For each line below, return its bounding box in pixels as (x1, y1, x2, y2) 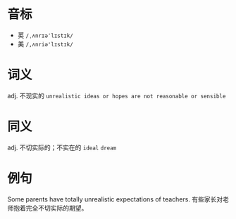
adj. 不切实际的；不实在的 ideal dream (7, 143, 117, 152)
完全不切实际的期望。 (25, 204, 88, 212)
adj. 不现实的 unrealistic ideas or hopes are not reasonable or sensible (7, 91, 226, 100)
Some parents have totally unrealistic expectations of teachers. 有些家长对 (7, 194, 223, 204)
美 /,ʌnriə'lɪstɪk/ (17, 39, 74, 48)
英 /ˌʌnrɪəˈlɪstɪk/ (17, 31, 74, 39)
